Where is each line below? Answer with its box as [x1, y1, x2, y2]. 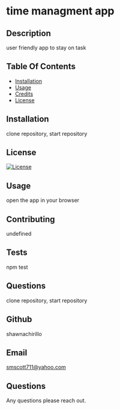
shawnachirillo [6, 330, 42, 337]
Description [6, 28, 51, 38]
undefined [6, 230, 32, 237]
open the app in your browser [6, 197, 80, 204]
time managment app [6, 4, 115, 18]
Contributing [6, 214, 55, 224]
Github [6, 314, 32, 325]
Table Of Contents [6, 61, 76, 72]
